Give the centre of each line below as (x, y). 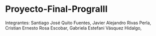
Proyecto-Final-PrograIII (57, 9)
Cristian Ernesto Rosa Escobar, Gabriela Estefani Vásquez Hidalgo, (74, 28)
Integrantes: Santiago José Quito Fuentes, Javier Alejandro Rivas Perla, (78, 23)
